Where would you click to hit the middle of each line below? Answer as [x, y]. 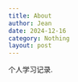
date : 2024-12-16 [37, 31]
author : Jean [30, 23]
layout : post [30, 46]
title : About [30, 16]
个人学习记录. [31, 70]
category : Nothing [39, 38]
